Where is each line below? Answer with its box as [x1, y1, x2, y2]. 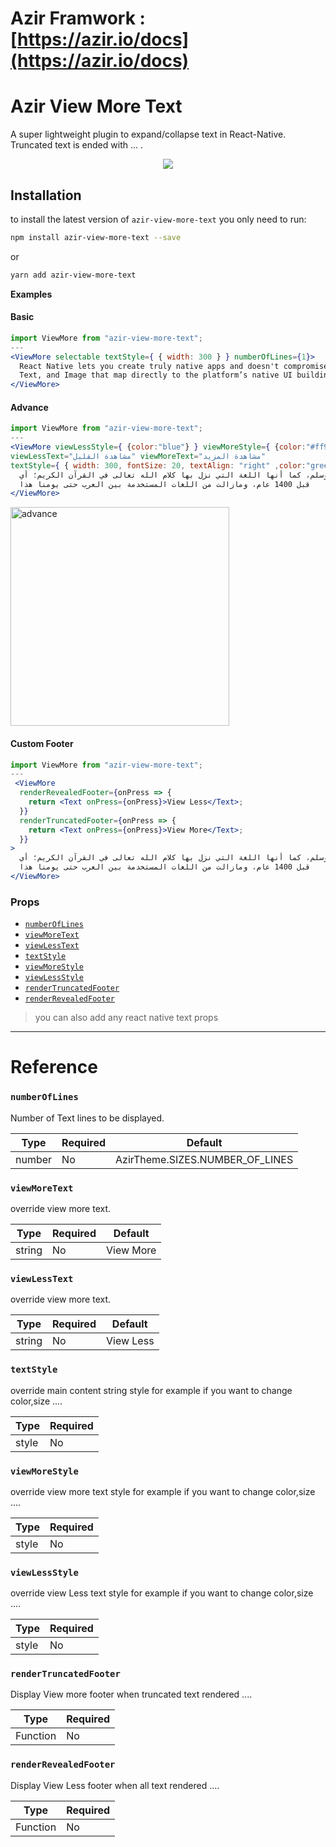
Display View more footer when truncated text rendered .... [10, 1688, 253, 1701]
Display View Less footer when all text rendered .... [10, 1779, 220, 1791]
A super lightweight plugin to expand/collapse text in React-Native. [10, 128, 287, 141]
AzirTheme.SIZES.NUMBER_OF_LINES [115, 1152, 294, 1166]
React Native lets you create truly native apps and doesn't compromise [19, 361, 329, 371]
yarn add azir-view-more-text [10, 270, 137, 280]
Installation [10, 187, 82, 204]
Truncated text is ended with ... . [10, 139, 144, 151]
